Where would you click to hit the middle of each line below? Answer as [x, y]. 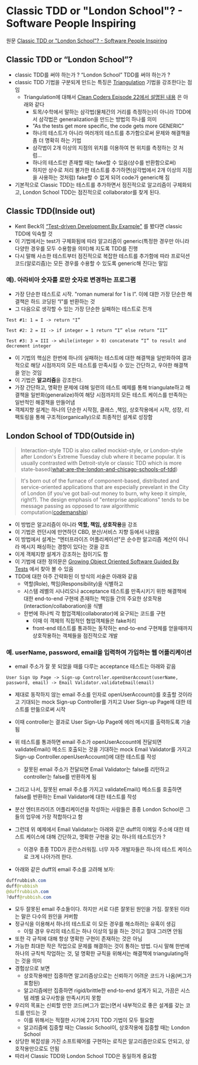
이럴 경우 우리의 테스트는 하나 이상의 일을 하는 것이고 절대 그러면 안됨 [103, 931]
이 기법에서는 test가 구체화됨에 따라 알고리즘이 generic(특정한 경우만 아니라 [102, 241]
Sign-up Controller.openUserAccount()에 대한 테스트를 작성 [85, 756]
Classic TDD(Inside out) [51, 211]
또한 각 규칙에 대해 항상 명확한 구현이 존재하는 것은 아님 [79, 939]
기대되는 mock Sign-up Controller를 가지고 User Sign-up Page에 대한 [103, 702]
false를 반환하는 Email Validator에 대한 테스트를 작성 [76, 797]
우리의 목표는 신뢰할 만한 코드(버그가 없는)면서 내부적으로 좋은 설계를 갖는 [99, 1005]
